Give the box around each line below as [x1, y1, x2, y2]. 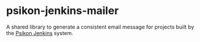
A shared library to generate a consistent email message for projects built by [6, 23, 195, 30]
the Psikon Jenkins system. [6, 29, 73, 36]
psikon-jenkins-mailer [6, 4, 119, 17]
